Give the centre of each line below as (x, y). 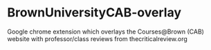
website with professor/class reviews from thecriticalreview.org (98, 38)
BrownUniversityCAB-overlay (94, 13)
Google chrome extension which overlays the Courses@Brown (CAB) (105, 32)
